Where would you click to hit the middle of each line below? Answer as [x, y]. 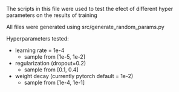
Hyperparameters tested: [38, 38]
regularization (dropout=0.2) [50, 63]
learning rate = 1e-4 [40, 50]
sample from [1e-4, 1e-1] [54, 82]
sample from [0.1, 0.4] [51, 70]
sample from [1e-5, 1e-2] [55, 57]
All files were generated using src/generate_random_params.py [85, 27]
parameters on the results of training [52, 15]
